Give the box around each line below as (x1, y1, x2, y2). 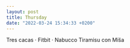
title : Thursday (6, 14, 47, 20)
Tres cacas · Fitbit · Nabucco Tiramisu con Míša (6, 37, 125, 44)
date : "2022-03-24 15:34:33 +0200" (6, 20, 96, 26)
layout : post (6, 8, 39, 15)
